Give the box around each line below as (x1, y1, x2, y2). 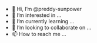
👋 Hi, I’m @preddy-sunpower (11, 6, 82, 12)
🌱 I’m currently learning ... (11, 18, 75, 24)
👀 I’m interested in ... (11, 12, 62, 19)
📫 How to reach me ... (11, 31, 66, 37)
